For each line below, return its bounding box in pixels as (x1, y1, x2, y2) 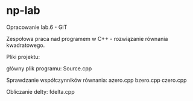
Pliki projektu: (6, 53, 40, 60)
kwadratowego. (6, 41, 45, 49)
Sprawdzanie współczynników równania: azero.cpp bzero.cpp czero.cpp (6, 76, 187, 84)
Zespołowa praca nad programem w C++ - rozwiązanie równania (6, 35, 168, 42)
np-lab (6, 4, 40, 17)
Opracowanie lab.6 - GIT (6, 23, 68, 31)
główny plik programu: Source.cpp (6, 64, 92, 72)
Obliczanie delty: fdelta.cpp (6, 88, 75, 95)
